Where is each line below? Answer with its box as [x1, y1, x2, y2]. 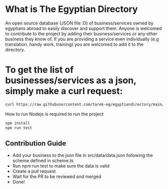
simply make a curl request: [5, 85, 123, 97]
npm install [5, 120, 30, 125]
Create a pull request [12, 168, 56, 174]
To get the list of [5, 64, 74, 75]
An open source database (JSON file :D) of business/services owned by [5, 20, 153, 26]
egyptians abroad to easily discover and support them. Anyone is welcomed [5, 25, 162, 31]
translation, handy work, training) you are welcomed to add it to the [5, 41, 144, 47]
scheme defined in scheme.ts [12, 157, 73, 163]
